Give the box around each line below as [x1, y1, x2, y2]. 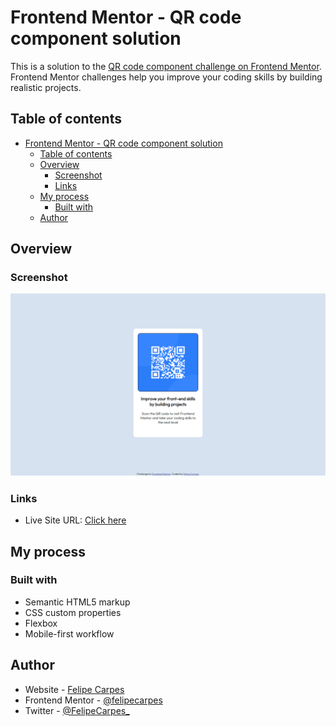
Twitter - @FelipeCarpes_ [24, 704, 130, 716]
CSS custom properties [24, 606, 122, 618]
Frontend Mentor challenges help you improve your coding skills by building [10, 71, 323, 83]
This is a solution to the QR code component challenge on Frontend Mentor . [10, 60, 322, 72]
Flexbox [24, 617, 58, 629]
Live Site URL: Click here [24, 514, 127, 526]
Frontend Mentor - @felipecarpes [24, 694, 163, 706]
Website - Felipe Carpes [24, 683, 125, 695]
